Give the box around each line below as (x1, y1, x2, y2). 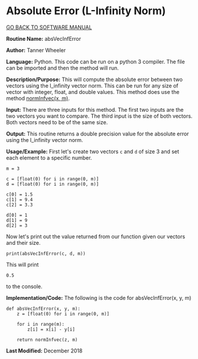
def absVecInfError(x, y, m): (6, 306, 81, 312)
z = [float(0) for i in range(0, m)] (17, 311, 110, 317)
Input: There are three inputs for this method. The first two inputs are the (6, 106, 184, 113)
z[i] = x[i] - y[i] (27, 326, 76, 332)
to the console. (6, 283, 43, 290)
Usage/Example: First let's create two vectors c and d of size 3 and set (6, 148, 179, 155)
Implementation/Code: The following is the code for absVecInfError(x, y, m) (6, 294, 191, 301)
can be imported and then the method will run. (6, 64, 119, 72)
